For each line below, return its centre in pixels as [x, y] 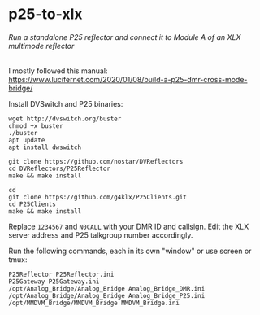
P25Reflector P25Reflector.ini [61, 275]
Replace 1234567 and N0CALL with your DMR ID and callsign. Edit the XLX [129, 227]
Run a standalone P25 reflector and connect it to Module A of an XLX [125, 37]
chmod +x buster [36, 126]
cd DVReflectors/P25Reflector [60, 169]
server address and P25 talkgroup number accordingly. [101, 235]
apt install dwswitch [45, 147]
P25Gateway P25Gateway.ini [54, 282]
